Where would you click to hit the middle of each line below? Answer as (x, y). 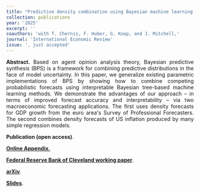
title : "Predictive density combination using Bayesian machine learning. (101, 12)
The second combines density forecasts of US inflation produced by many (100, 119)
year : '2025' (22, 23)
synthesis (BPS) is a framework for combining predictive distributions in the (100, 68)
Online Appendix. (28, 148)
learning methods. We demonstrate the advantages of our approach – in (100, 94)
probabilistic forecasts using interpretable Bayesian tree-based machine (100, 87)
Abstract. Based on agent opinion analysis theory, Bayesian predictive (100, 62)
